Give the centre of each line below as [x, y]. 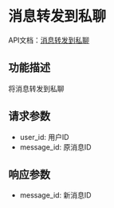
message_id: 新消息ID [55, 195]
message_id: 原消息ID [55, 147]
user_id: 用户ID [44, 137]
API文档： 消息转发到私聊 [49, 40]
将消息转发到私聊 [36, 88]
